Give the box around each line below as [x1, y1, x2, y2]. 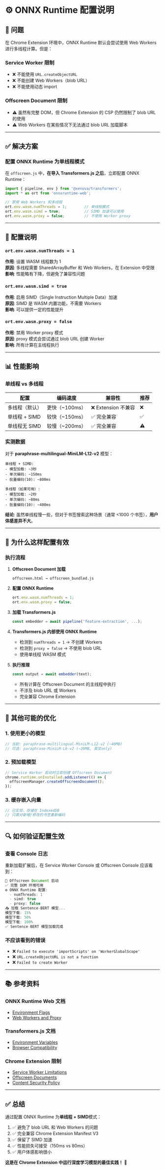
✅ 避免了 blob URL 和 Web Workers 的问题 [12, 1124, 98, 1130]
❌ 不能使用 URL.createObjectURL [12, 71, 78, 77]
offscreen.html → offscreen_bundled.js [12, 576, 94, 581]
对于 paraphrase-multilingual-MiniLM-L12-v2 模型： [5, 450, 114, 456]
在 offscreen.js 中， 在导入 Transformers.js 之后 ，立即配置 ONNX [5, 170, 140, 176]
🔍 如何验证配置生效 [5, 832, 65, 840]
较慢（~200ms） [47, 422, 86, 429]
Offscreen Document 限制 [5, 97, 68, 104]
